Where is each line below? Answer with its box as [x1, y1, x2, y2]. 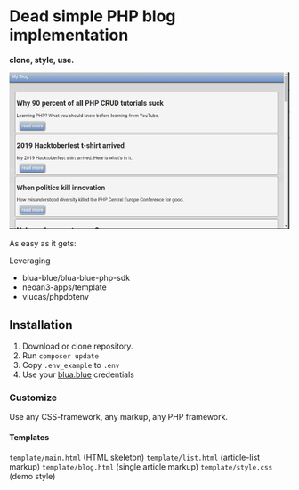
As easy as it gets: [9, 238, 77, 249]
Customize [9, 391, 58, 404]
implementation [9, 25, 129, 45]
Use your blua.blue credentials [21, 369, 135, 380]
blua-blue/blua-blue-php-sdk [21, 273, 131, 284]
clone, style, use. [9, 54, 75, 65]
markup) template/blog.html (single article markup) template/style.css [9, 461, 273, 472]
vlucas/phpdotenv [21, 292, 89, 302]
